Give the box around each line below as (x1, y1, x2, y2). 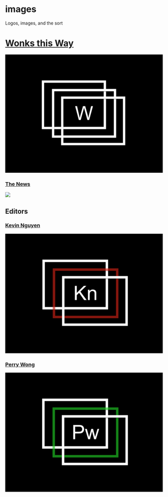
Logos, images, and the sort (5, 20, 63, 26)
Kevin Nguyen (5, 222, 40, 229)
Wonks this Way (5, 38, 74, 49)
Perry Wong (5, 361, 35, 368)
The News (5, 180, 30, 187)
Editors (5, 207, 28, 216)
